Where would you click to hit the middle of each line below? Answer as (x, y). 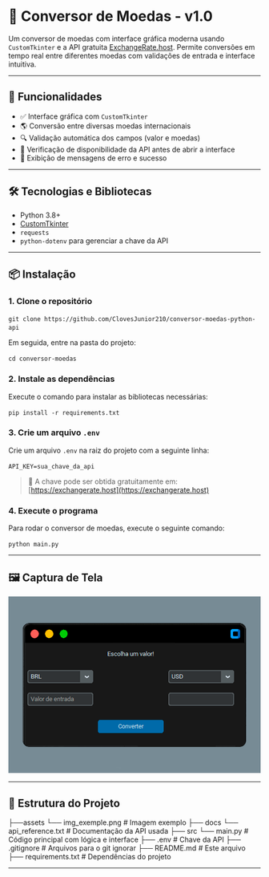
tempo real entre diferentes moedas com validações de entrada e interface (132, 55)
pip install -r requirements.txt (64, 412)
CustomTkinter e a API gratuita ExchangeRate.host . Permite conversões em (132, 47)
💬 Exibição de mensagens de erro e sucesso (93, 158)
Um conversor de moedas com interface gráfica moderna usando (116, 39)
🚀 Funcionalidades (55, 97)
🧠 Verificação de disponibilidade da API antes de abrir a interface (127, 149)
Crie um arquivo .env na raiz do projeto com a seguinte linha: (109, 450)
